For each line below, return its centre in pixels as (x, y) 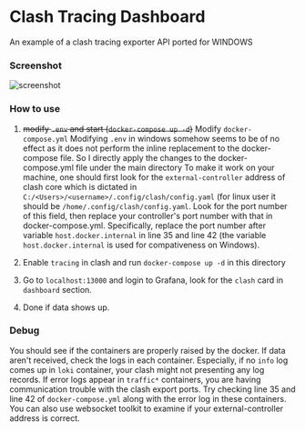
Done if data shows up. (66, 307)
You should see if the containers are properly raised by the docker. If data (147, 350)
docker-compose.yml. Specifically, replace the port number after (144, 226)
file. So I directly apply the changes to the (138, 157)
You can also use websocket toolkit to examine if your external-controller (147, 408)
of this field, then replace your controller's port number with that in (147, 215)
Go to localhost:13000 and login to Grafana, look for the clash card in (153, 280)
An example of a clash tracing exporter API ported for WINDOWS (131, 42)
